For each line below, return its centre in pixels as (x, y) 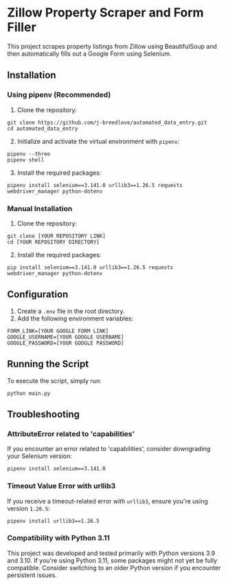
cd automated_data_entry (43, 129)
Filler (22, 27)
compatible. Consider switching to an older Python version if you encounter (114, 567)
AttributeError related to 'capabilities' (71, 433)
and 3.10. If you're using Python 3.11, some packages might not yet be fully (112, 560)
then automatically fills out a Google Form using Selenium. (89, 54)
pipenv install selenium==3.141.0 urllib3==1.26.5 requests (95, 185)
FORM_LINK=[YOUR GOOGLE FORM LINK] (58, 331)
